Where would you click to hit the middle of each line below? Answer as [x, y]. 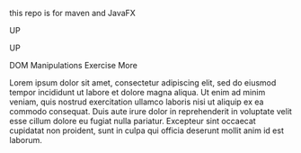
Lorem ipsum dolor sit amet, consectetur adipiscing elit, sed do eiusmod [143, 83]
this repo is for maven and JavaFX [73, 13]
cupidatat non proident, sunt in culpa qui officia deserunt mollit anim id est [147, 130]
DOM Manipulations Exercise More [73, 65]
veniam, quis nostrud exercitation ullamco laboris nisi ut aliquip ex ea [137, 102]
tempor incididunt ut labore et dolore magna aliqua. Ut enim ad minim [137, 92]
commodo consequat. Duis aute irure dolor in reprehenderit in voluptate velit [150, 111]
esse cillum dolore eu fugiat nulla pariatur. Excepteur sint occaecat [133, 121]
